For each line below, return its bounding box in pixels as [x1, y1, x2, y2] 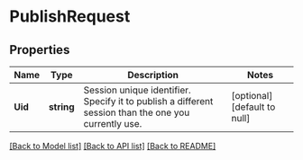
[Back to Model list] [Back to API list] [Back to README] [9, 141, 216, 151]
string [48, 101, 75, 113]
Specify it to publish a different [83, 95, 214, 107]
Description [127, 69, 179, 81]
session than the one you [83, 106, 190, 119]
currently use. [83, 118, 142, 129]
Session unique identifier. [83, 84, 191, 96]
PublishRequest [9, 6, 131, 27]
